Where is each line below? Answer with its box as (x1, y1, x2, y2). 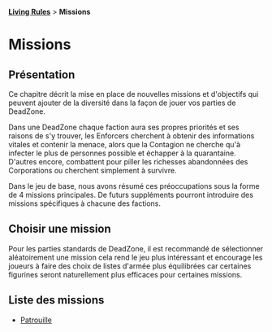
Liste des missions (8, 293, 105, 308)
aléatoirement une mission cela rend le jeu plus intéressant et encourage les (8, 252, 263, 262)
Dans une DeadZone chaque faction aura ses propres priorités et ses (8, 122, 240, 132)
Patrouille (19, 315, 53, 325)
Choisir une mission (8, 222, 111, 236)
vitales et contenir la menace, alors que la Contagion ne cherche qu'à (8, 140, 241, 149)
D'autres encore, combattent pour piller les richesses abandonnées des (8, 157, 248, 166)
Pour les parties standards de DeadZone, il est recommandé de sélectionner (8, 243, 264, 253)
